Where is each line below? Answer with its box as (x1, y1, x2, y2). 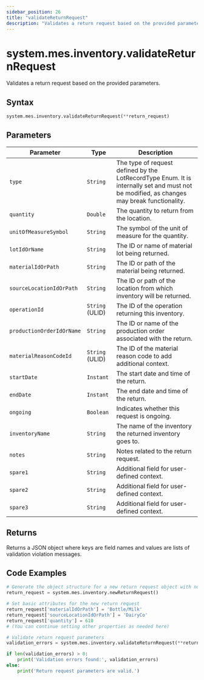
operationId (9, 306, 44, 313)
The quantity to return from (116, 206, 194, 215)
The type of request (116, 158, 173, 167)
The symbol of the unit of (116, 223, 188, 232)
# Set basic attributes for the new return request (6, 601, 140, 607)
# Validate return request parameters (6, 634, 104, 640)
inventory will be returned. (116, 292, 191, 300)
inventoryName (9, 430, 50, 437)
